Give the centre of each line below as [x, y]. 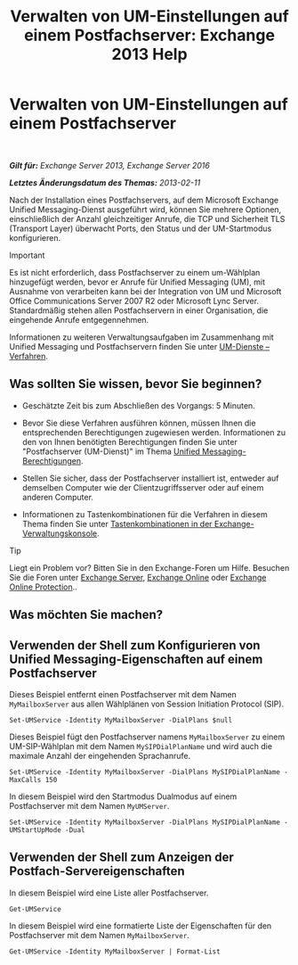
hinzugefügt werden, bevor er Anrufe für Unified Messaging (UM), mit [137, 282]
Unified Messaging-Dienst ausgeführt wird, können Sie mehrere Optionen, [145, 209]
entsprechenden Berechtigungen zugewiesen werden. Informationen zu [154, 432]
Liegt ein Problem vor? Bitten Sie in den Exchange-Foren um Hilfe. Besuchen [149, 567]
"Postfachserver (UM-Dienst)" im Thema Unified [111, 451]
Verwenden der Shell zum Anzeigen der [121, 858]
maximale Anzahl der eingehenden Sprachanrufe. [100, 755]
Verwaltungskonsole [60, 533]
